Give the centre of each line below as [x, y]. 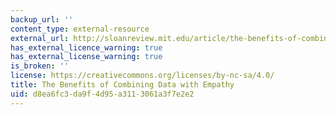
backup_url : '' [42, 19]
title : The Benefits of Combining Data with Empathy [122, 85]
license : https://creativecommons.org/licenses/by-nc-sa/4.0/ [142, 76]
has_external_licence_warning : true [86, 47]
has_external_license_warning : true [86, 57]
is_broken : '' [40, 66]
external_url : [40, 38]
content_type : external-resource [80, 29]
